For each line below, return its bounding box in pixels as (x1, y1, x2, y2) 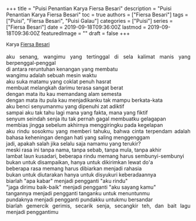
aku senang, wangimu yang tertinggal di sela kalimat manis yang (6, 53, 191, 60)
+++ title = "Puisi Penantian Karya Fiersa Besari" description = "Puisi (6, 5, 171, 12)
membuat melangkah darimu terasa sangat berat (6, 84, 123, 91)
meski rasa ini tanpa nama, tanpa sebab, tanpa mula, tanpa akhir (6, 146, 162, 153)
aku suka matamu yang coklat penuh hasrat (6, 78, 112, 85)
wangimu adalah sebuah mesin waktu (6, 72, 97, 78)
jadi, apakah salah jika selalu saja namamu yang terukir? (6, 140, 142, 147)
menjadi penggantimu (6, 209, 59, 215)
